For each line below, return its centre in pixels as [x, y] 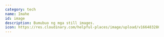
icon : [10, 27]
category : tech [20, 9]
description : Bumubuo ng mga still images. [50, 23]
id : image [15, 18]
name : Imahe [17, 14]
